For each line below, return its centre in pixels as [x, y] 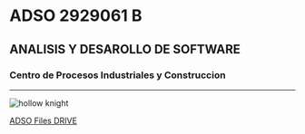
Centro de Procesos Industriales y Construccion [118, 75]
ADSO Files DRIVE [43, 120]
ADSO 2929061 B [76, 16]
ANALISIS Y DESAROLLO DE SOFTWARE [125, 49]
